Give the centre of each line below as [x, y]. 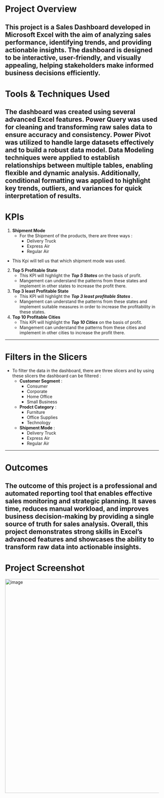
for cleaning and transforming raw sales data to [79, 127]
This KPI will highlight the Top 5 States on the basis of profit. [80, 275]
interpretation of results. [43, 196]
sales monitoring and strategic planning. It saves [81, 501]
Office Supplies [42, 417]
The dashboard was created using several [70, 112]
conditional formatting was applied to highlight [78, 181]
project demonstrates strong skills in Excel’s [74, 532]
